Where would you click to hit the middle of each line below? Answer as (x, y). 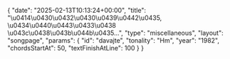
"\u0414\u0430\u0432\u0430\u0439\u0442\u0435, (85, 18)
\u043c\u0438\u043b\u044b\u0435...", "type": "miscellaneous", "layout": (115, 33)
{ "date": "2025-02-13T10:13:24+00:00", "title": (77, 10)
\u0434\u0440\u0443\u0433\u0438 (62, 25)
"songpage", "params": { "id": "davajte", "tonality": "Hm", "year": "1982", (113, 41)
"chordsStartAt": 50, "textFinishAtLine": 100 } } (76, 48)
